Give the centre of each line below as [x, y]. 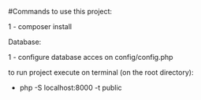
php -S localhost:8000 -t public [71, 87]
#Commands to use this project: [60, 11]
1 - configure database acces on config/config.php [91, 57]
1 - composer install [40, 26]
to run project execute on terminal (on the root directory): [101, 72]
